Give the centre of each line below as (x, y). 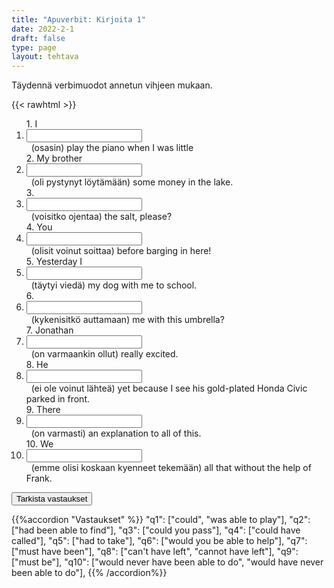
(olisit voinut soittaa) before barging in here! (121, 251)
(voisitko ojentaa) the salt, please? (101, 217)
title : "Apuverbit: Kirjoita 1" (78, 19)
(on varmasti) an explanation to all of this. (116, 433)
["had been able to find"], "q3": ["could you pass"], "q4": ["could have (156, 530)
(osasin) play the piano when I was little (112, 148)
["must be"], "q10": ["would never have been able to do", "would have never (167, 562)
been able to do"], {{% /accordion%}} (89, 573)
